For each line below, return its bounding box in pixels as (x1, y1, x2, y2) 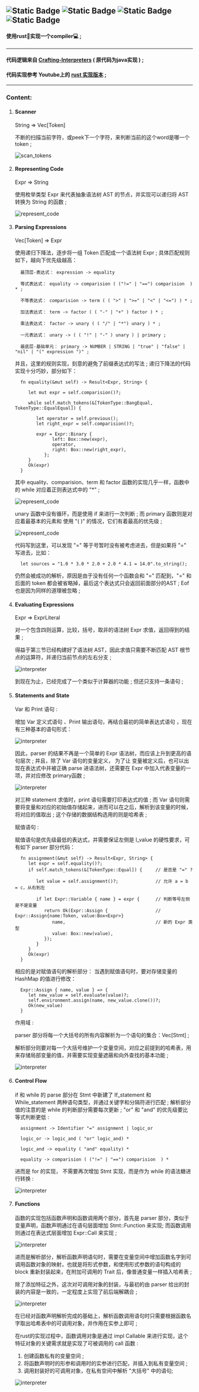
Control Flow (14, 1077, 47, 1084)
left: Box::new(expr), (52, 436, 108, 442)
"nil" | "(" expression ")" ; (14, 348, 90, 355)
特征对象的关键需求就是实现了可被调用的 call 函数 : (14, 1339, 139, 1347)
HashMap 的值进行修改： (14, 975, 76, 983)
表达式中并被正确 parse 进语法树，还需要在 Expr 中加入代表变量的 (25, 765, 186, 772)
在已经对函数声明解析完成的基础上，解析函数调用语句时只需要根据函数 (14, 1312, 187, 1319)
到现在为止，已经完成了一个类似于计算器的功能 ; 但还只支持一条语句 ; (14, 678, 184, 685)
